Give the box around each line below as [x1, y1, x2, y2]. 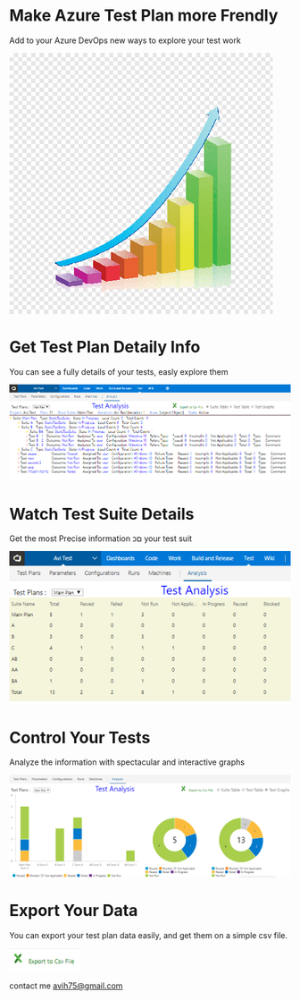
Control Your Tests [9, 727, 151, 748]
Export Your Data [9, 901, 138, 921]
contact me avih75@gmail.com [9, 980, 123, 991]
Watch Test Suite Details [9, 504, 195, 524]
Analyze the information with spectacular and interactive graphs [9, 757, 246, 767]
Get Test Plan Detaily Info [9, 337, 201, 358]
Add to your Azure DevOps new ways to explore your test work [9, 35, 241, 46]
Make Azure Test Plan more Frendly [9, 5, 279, 26]
